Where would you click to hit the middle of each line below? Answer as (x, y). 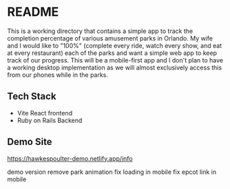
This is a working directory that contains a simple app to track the (100, 31)
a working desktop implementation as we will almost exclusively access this (115, 67)
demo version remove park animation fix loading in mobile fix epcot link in (112, 172)
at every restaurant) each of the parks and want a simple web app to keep (112, 53)
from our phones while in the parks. (58, 75)
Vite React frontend (45, 113)
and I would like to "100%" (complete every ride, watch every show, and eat (115, 45)
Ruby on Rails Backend (50, 120)
